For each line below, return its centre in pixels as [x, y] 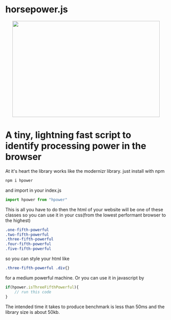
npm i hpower [19, 181]
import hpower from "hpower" [36, 199]
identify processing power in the [76, 146]
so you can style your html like [38, 258]
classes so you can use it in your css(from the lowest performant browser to [86, 215]
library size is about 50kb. [33, 312]
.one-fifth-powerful [27, 230]
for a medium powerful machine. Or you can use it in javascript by [75, 277]
